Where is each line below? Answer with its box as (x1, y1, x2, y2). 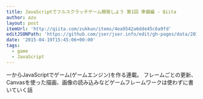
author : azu (6, 14, 36, 21)
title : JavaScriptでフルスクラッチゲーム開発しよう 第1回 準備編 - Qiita (6, 8, 176, 15)
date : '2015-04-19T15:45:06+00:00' (6, 37, 96, 43)
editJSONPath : (6, 31, 42, 37)
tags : (6, 43, 20, 49)
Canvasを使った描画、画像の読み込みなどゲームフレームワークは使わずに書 (6, 78, 194, 86)
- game (11, 48, 28, 54)
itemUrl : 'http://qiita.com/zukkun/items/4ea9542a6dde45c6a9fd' (6, 25, 172, 32)
